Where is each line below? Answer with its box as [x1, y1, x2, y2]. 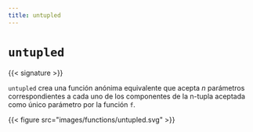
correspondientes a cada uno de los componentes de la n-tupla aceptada [8, 91, 245, 101]
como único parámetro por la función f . [8, 99, 136, 109]
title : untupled [8, 11, 61, 20]
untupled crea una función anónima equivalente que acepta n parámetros [8, 83, 245, 92]
